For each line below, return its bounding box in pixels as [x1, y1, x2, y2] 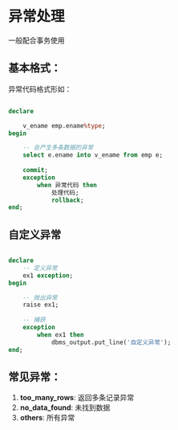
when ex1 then [37, 330, 84, 338]
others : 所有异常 [19, 413, 75, 423]
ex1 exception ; [22, 271, 74, 280]
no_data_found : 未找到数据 [19, 403, 111, 412]
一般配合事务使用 [8, 35, 65, 45]
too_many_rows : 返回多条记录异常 [19, 393, 135, 403]
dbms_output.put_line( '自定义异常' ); [51, 338, 172, 346]
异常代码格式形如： [8, 84, 72, 93]
